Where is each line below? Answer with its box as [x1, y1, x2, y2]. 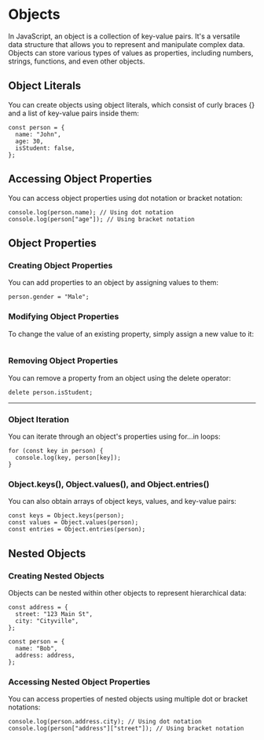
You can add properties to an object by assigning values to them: [8, 278, 218, 287]
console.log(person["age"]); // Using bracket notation [8, 215, 195, 223]
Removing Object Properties [8, 355, 119, 366]
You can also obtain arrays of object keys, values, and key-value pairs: [8, 497, 237, 506]
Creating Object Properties [8, 260, 113, 271]
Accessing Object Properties [8, 173, 152, 186]
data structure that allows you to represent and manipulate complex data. [8, 39, 245, 49]
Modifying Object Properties [8, 312, 119, 323]
